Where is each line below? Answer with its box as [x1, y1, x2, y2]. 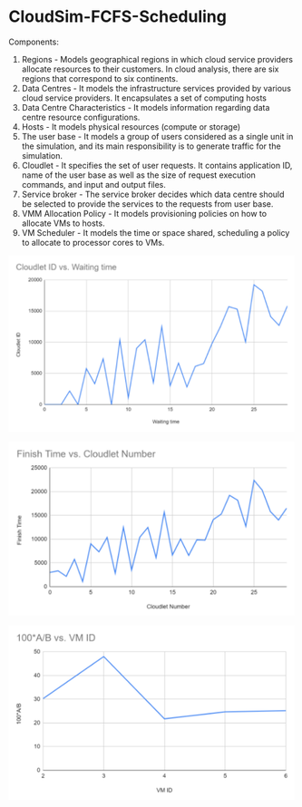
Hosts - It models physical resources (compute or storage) [21, 121, 241, 132]
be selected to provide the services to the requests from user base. [21, 198, 274, 209]
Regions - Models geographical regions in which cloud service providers [21, 53, 294, 64]
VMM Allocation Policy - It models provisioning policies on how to [21, 208, 268, 219]
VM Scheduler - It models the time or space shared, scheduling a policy [21, 227, 290, 238]
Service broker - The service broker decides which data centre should [21, 189, 285, 199]
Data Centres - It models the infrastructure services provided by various [21, 83, 292, 93]
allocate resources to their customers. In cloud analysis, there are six [21, 63, 279, 74]
